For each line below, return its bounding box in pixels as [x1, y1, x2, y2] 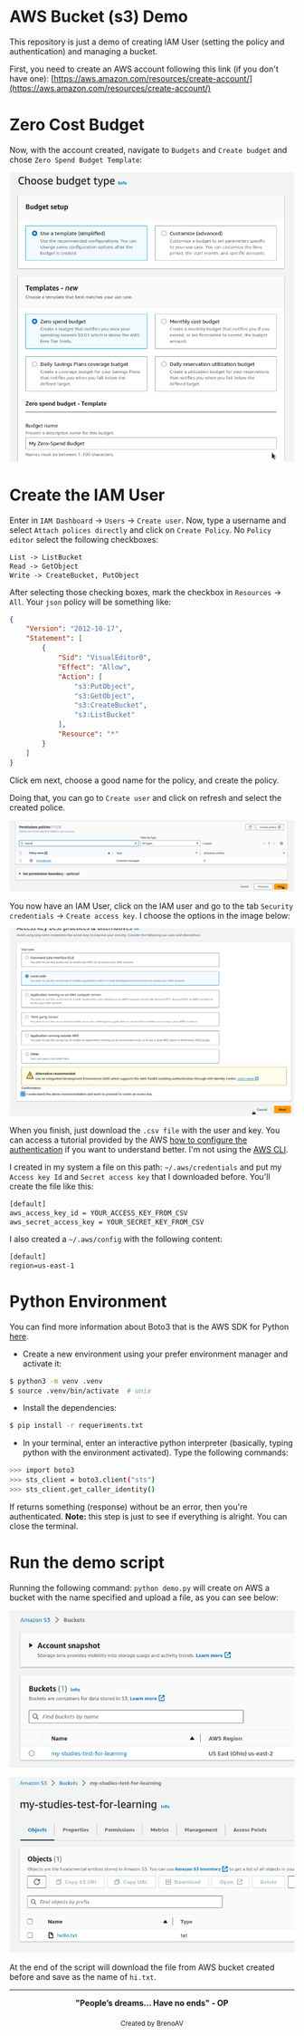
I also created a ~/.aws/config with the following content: [9, 1233, 223, 1244]
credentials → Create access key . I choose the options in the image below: [9, 910, 291, 921]
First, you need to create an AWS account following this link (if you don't [9, 63, 279, 74]
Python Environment [9, 1291, 167, 1311]
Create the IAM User [9, 485, 166, 505]
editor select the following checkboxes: [9, 534, 158, 545]
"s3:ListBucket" [73, 710, 136, 719]
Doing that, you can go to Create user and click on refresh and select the [9, 792, 282, 803]
